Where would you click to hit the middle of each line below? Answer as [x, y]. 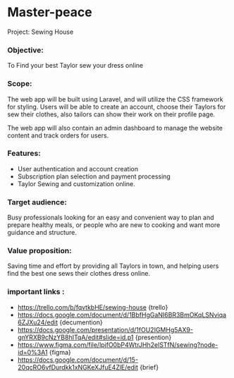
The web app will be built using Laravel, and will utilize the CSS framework [115, 99]
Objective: [25, 50]
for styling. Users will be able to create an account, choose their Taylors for [117, 106]
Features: [24, 154]
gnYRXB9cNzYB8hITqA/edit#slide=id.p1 [75, 337]
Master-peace [50, 12]
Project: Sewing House [41, 32]
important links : [36, 292]
